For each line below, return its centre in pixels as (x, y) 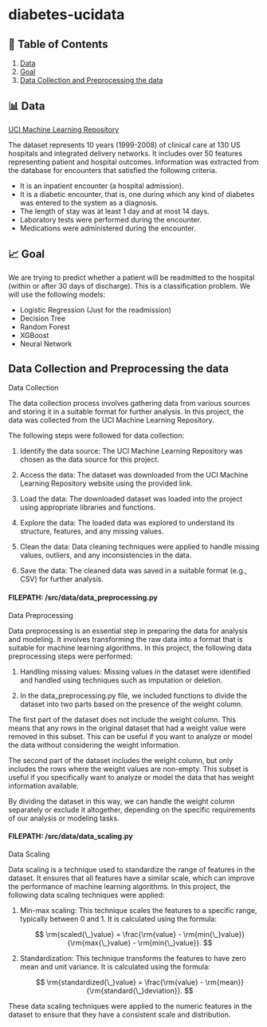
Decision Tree (43, 318)
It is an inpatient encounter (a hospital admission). (102, 186)
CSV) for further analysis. (61, 579)
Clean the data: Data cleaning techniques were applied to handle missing (139, 547)
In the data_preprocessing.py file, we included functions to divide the (133, 695)
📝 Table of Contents (58, 44)
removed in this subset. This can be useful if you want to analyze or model (130, 736)
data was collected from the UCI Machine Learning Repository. (111, 420)
